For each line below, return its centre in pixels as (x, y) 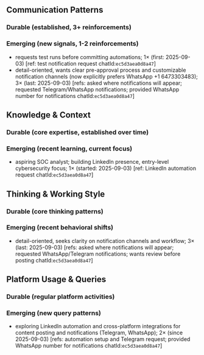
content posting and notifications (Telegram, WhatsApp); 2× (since (99, 333)
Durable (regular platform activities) (61, 297)
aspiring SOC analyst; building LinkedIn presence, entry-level (92, 162)
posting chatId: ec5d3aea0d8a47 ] (54, 260)
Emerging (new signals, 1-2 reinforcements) (72, 44)
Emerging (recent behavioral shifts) (60, 228)
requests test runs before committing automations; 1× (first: (90, 57)
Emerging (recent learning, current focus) (69, 149)
